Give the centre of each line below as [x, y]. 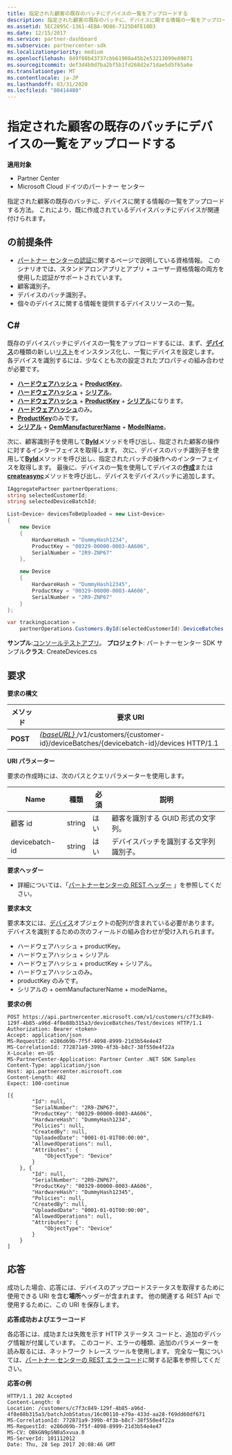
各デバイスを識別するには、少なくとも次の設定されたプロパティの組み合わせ [116, 360]
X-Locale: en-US [30, 1053]
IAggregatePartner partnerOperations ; [63, 489]
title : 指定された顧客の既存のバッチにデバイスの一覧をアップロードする [98, 13]
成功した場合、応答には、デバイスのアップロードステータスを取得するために [116, 1287]
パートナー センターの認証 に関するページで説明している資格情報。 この [118, 260]
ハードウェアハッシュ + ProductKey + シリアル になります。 [102, 400]
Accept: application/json [44, 1035]
